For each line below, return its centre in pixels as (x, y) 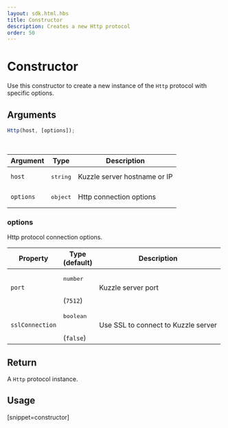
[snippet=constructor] (38, 417)
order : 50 (21, 33)
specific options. (31, 93)
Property (33, 259)
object (61, 197)
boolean (75, 316)
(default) (78, 263)
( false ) (75, 338)
